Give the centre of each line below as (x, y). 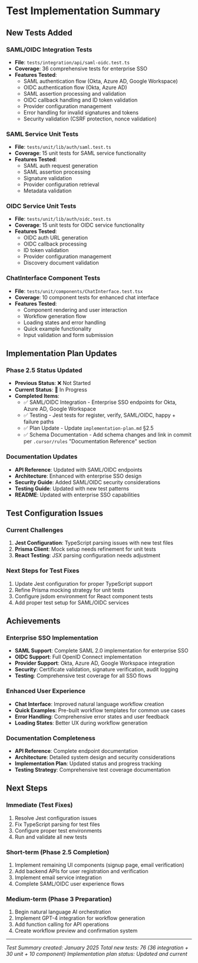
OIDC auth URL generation (56, 238)
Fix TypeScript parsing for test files (57, 824)
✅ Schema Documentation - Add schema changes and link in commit (107, 435)
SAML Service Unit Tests (42, 134)
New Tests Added (39, 33)
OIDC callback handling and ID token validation (80, 100)
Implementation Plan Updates (62, 353)
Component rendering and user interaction (75, 310)
